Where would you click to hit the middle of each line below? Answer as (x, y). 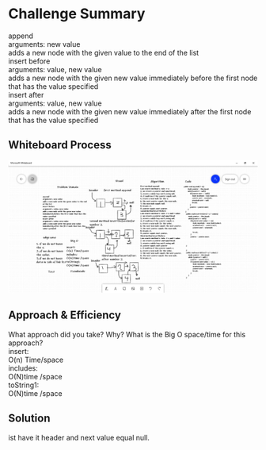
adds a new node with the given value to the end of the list (104, 52)
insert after (26, 94)
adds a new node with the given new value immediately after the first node (130, 111)
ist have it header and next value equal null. (79, 437)
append (21, 36)
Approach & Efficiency (65, 315)
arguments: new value (44, 44)
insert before (29, 61)
